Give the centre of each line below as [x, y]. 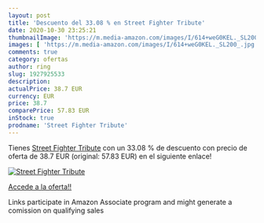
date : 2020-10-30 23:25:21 [52, 30]
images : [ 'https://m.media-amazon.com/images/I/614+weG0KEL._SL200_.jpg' [133, 45]
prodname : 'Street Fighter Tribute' [68, 125]
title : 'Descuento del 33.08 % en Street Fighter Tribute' [107, 23]
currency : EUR [31, 96]
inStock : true [31, 118]
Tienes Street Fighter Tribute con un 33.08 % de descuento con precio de [128, 147]
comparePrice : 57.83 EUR [49, 111]
